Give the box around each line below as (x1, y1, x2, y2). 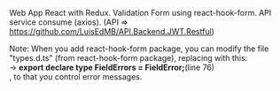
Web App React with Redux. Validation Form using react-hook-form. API (9, 8, 272, 18)
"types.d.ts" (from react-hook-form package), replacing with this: (9, 53, 248, 63)
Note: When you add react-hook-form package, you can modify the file (9, 43, 269, 54)
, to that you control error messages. (9, 72, 143, 82)
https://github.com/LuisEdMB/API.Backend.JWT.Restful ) (9, 27, 215, 36)
